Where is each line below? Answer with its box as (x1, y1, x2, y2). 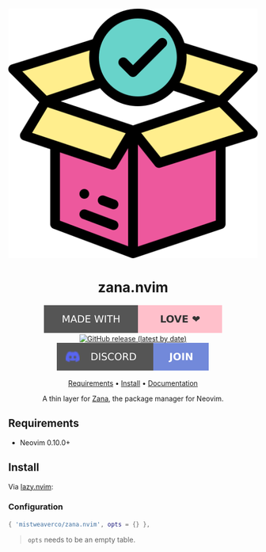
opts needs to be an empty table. (27, 535, 136, 544)
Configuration (8, 501, 63, 512)
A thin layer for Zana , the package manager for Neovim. (42, 394, 224, 403)
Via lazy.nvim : (8, 482, 54, 491)
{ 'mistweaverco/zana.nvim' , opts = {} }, (8, 520, 150, 528)
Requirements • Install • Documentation (68, 378, 198, 388)
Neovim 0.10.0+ (19, 437, 71, 447)
